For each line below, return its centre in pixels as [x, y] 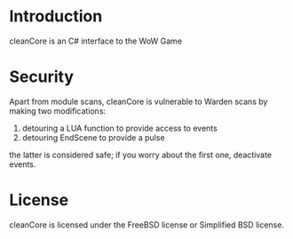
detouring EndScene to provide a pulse [94, 137]
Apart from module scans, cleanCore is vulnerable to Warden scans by [139, 101]
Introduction [56, 16]
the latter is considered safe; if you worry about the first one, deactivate [141, 155]
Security [41, 77]
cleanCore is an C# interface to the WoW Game [96, 41]
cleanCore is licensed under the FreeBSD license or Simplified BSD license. [146, 225]
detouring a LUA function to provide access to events [119, 128]
